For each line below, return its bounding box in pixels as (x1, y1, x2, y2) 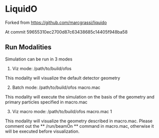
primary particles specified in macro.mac (5, 99, 88, 105)
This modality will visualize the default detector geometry (5, 75, 120, 81)
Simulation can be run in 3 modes (5, 56, 73, 62)
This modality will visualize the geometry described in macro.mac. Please (5, 118, 153, 124)
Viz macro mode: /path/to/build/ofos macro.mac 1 (12, 108, 112, 114)
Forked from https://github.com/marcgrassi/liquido (5, 20, 107, 25)
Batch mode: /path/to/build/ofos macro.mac (12, 84, 101, 90)
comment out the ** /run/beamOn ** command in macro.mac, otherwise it (5, 123, 154, 129)
